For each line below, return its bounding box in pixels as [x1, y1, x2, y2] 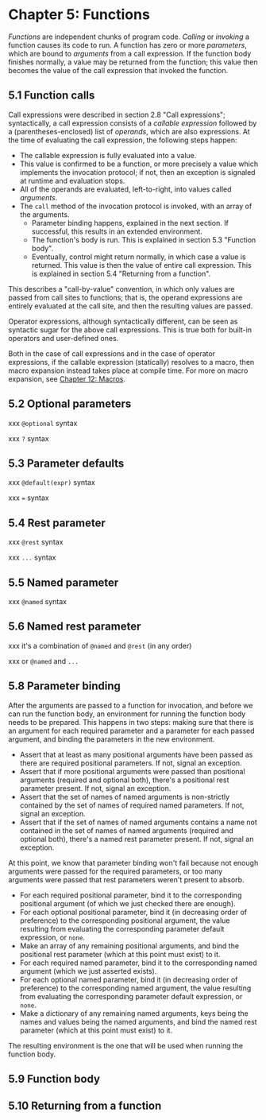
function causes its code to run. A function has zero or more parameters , [8, 40, 248, 49]
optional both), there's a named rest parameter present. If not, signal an [19, 834, 254, 843]
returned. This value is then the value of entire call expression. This [31, 260, 252, 269]
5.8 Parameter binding [8, 680, 121, 693]
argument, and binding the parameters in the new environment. [8, 734, 215, 744]
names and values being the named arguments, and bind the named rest [19, 1017, 257, 1026]
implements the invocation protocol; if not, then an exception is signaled [19, 167, 256, 176]
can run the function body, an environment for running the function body [8, 709, 246, 719]
